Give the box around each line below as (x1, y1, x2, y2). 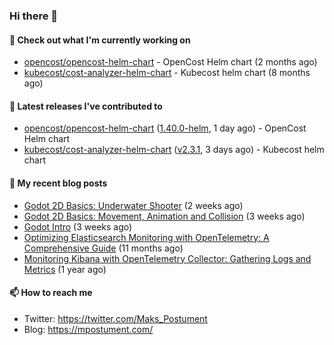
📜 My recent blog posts (9, 177, 108, 189)
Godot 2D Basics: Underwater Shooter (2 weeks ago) (23, 199, 244, 211)
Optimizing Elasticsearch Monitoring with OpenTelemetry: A (23, 231, 270, 243)
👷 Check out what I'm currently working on (9, 34, 191, 46)
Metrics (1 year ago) (23, 263, 107, 275)
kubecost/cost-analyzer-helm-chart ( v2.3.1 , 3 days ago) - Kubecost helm (23, 144, 325, 156)
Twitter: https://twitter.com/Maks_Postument (23, 312, 208, 324)
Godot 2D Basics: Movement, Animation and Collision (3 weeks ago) (23, 210, 306, 222)
